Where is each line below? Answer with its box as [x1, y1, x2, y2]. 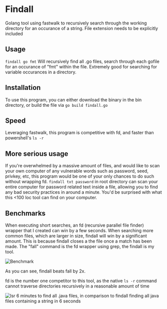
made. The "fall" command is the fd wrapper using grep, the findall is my [5, 244, 155, 249]
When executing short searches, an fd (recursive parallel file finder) [5, 222, 144, 228]
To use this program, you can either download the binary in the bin [5, 96, 142, 103]
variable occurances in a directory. [5, 69, 77, 75]
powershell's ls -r [5, 135, 44, 141]
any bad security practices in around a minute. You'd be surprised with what [5, 189, 162, 195]
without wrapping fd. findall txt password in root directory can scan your [5, 179, 158, 185]
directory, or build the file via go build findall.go [5, 102, 108, 108]
